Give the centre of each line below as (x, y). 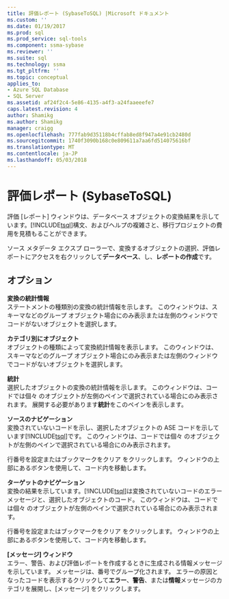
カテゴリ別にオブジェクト (43, 338)
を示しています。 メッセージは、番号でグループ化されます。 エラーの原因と (113, 571)
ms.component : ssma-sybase (45, 45)
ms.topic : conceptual (38, 77)
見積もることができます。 (55, 233)
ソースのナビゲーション (40, 419)
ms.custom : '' (27, 20)
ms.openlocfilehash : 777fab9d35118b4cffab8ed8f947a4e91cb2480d (99, 134)
